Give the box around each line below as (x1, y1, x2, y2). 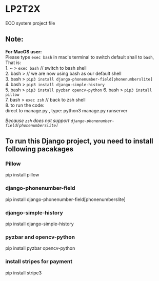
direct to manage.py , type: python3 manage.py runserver (5, 107, 128, 113)
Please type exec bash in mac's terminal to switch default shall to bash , (5, 54, 154, 60)
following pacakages (5, 145, 73, 154)
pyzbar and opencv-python (5, 233, 75, 240)
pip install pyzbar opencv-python (5, 245, 75, 251)
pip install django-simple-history (5, 221, 74, 227)
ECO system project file (5, 20, 55, 26)
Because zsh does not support (5, 117, 70, 124)
